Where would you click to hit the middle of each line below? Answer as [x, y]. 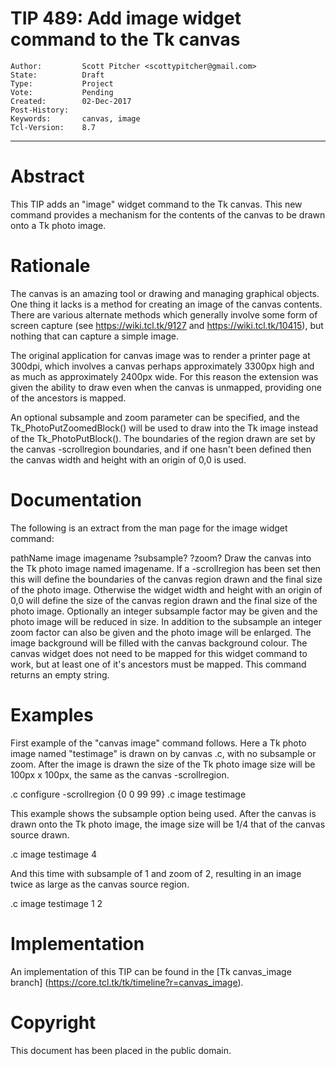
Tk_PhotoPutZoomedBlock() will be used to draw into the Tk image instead [164, 428]
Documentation [76, 500]
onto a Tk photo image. [58, 225]
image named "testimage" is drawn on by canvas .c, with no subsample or [163, 753]
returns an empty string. [60, 674]
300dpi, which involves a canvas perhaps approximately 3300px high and [162, 366]
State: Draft [57, 75]
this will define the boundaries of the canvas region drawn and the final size [166, 579]
